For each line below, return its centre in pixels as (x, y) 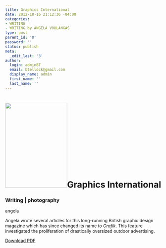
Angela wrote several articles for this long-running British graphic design (79, 221)
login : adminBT (25, 65)
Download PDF (20, 241)
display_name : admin (31, 74)
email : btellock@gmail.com (37, 70)
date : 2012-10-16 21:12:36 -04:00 (41, 14)
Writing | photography (32, 200)
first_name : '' (25, 79)
